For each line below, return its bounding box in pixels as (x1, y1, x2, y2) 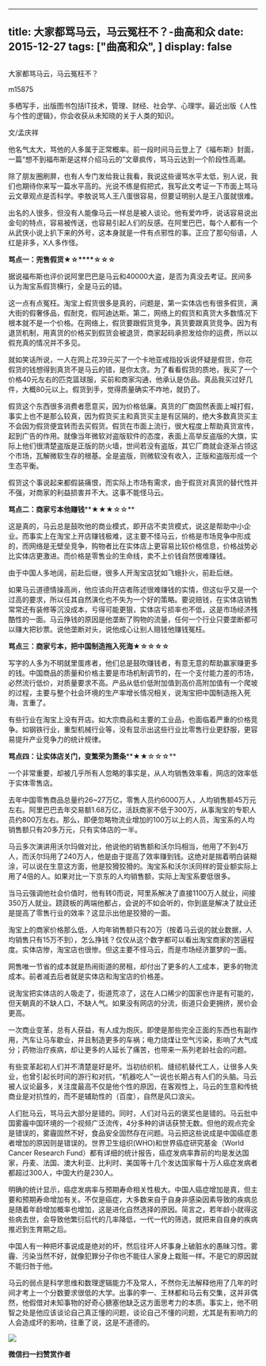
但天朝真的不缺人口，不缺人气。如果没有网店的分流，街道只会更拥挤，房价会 (8, 998, 258, 1007)
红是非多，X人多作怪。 (8, 237, 83, 247)
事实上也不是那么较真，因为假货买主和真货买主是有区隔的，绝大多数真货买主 (8, 411, 258, 420)
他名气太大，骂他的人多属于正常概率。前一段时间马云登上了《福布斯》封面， (8, 144, 258, 154)
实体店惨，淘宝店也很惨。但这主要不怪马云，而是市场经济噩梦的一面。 (21, 945, 251, 954)
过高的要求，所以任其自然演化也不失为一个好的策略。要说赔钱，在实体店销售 (8, 594, 258, 604)
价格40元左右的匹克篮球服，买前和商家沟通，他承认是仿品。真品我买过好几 (8, 374, 253, 384)
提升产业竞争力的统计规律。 (14, 735, 105, 744)
